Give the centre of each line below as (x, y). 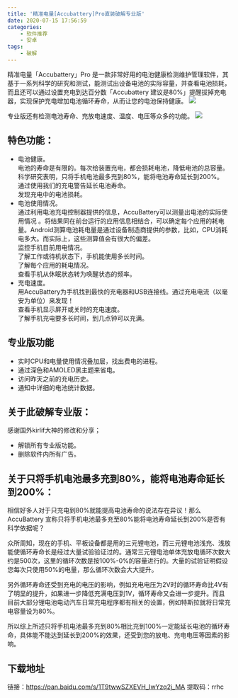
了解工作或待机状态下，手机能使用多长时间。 (83, 256)
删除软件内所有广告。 (49, 454)
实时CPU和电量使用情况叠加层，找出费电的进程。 (89, 361)
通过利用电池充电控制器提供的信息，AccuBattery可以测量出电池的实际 (119, 212)
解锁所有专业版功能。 (49, 445)
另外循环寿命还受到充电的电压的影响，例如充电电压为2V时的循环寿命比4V (115, 585)
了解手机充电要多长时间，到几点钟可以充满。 (83, 318)
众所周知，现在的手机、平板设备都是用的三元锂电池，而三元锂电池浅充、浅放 (119, 543)
